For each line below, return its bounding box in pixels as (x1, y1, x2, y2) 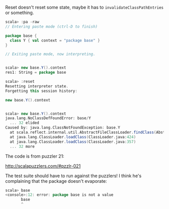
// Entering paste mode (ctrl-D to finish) (5, 24, 98, 29)
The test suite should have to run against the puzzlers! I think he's (5, 173, 142, 179)
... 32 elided (10, 121, 39, 126)
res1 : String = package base (5, 70, 66, 75)
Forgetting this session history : (5, 88, 78, 93)
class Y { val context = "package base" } (10, 38, 100, 43)
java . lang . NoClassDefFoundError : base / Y (5, 116, 92, 121)
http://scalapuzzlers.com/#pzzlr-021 (5, 163, 81, 169)
